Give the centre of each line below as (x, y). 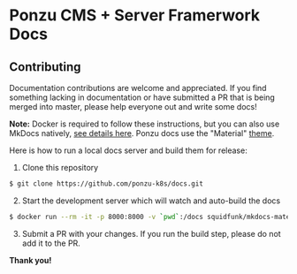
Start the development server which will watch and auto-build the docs (151, 201)
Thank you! (30, 260)
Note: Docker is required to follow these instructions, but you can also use (145, 124)
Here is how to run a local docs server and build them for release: (128, 150)
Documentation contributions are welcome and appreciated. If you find (138, 88)
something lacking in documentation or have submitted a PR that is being (142, 97)
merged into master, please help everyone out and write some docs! (133, 107)
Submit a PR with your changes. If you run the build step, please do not (151, 233)
